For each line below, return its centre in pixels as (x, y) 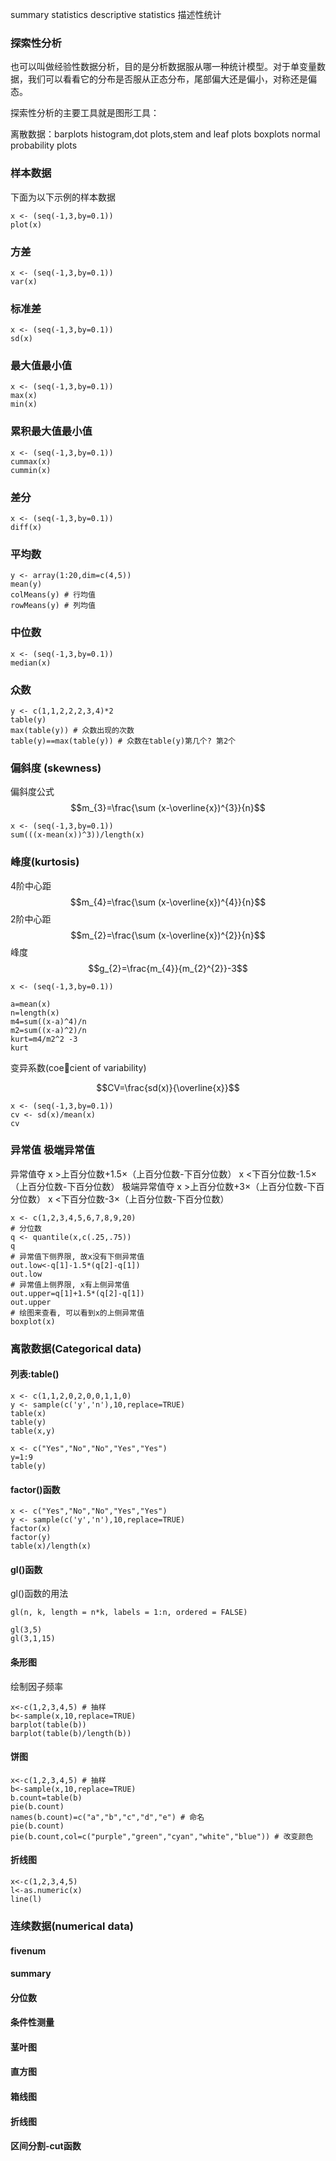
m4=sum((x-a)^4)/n (48, 1021)
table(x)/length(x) (51, 1546)
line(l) (26, 1899)
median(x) (31, 663)
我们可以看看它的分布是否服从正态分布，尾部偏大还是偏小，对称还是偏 (172, 79)
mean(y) (26, 584)
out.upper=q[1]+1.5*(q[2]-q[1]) (77, 1293)
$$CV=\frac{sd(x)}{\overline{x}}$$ (168, 1087)
